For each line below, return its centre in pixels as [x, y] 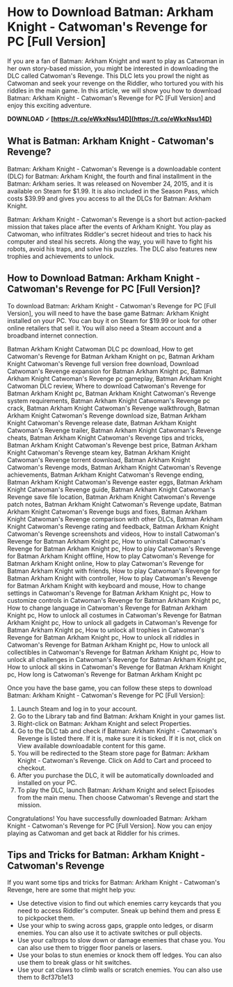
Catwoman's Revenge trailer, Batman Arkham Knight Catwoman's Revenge [114, 430]
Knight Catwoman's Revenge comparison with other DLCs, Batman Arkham [115, 519]
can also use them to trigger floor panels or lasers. [90, 948]
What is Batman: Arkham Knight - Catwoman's [111, 141]
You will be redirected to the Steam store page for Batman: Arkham [113, 753]
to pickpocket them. [46, 918]
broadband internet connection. [53, 335]
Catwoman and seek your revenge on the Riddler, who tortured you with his [115, 83]
